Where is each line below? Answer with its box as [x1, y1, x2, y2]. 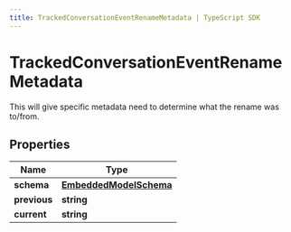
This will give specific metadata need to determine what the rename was [9, 101, 280, 112]
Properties [9, 136, 70, 152]
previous [14, 193, 53, 206]
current [14, 209, 47, 221]
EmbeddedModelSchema [61, 179, 173, 191]
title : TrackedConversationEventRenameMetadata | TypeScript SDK [9, 13, 260, 23]
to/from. [9, 110, 40, 122]
